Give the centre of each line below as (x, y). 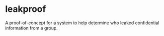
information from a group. (32, 28)
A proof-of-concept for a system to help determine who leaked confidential (82, 23)
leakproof (26, 9)
